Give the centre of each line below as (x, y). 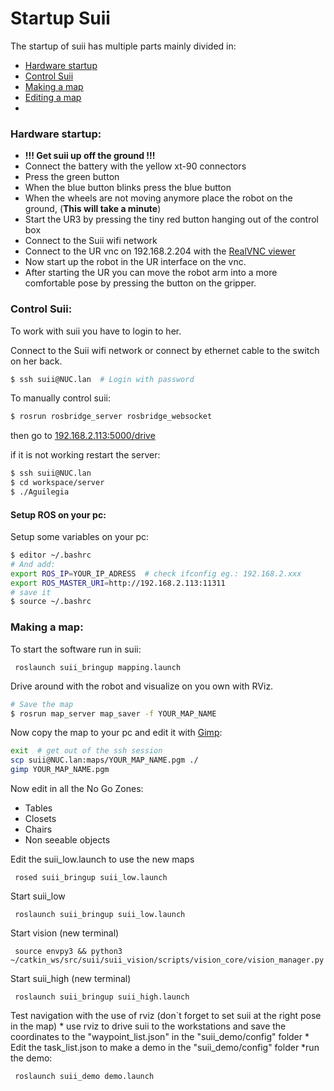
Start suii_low (38, 896)
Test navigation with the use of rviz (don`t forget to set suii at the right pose (166, 1016)
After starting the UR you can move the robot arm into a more (151, 273)
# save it (31, 592)
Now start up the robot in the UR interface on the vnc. (135, 262)
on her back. (36, 361)
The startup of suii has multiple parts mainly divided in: (123, 46)
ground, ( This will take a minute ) (93, 209)
